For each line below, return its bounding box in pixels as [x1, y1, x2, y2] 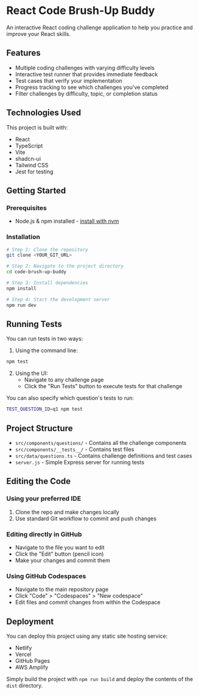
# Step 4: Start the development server [6, 296, 111, 302]
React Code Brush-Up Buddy [6, 4, 155, 18]
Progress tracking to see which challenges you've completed [15, 83, 169, 91]
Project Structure [6, 423, 73, 433]
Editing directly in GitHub [6, 530, 82, 539]
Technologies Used [6, 108, 81, 118]
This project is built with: [6, 124, 68, 131]
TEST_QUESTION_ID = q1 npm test [6, 406, 83, 413]
